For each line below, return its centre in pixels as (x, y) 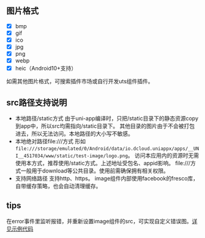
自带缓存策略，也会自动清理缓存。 (58, 186)
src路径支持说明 (37, 102)
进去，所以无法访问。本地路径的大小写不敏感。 (74, 134)
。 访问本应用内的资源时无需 (163, 155)
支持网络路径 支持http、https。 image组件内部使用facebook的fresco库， (107, 179)
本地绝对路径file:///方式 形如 (50, 141)
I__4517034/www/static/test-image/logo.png (72, 156)
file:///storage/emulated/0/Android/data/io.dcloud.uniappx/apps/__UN (107, 149)
